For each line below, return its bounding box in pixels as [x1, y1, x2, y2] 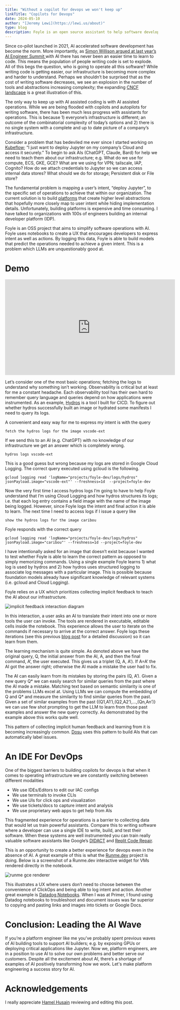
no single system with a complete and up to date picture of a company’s [5, 125, 149, 130]
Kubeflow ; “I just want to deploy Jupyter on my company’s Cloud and [5, 144, 143, 150]
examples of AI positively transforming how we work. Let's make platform [5, 961, 152, 967]
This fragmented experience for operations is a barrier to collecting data [5, 817, 149, 823]
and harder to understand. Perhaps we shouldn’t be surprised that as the [5, 74, 151, 80]
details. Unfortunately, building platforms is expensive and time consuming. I [5, 206, 158, 211]
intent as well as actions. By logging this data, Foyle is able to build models [5, 236, 154, 241]
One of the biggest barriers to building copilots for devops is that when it [5, 767, 150, 773]
